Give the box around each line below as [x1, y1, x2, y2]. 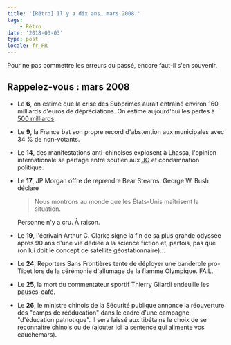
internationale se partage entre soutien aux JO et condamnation [17, 156, 200, 164]
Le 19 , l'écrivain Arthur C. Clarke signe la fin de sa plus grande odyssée [17, 231, 221, 239]
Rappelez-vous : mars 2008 [7, 81, 130, 93]
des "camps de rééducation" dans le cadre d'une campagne [17, 308, 190, 317]
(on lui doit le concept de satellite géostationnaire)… [17, 246, 166, 254]
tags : [7, 17, 23, 24]
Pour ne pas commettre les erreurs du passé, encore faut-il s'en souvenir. [7, 62, 218, 69]
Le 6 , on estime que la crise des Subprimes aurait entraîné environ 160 [17, 100, 219, 108]
